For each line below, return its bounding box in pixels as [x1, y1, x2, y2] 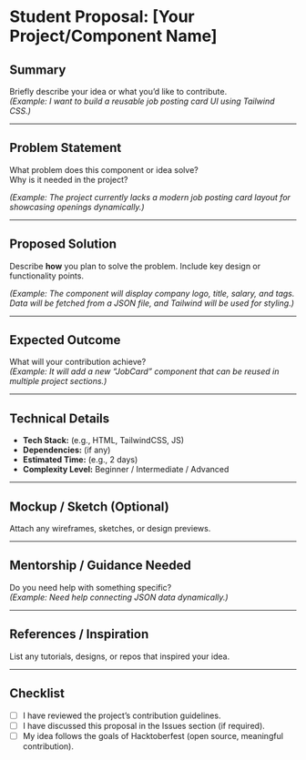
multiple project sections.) [9, 376, 107, 387]
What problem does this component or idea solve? [9, 164, 199, 175]
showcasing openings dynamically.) [9, 201, 145, 212]
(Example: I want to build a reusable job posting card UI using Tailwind [9, 96, 275, 106]
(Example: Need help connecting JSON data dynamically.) [9, 592, 229, 603]
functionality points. [9, 270, 85, 281]
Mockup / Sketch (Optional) [9, 499, 170, 514]
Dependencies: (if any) [22, 444, 111, 456]
